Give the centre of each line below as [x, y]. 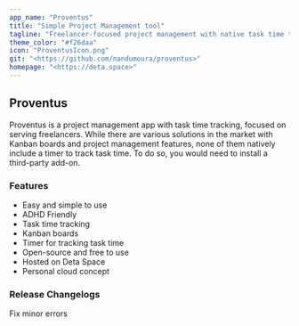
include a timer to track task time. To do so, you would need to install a [139, 153]
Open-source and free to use [75, 252]
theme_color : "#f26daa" [53, 42]
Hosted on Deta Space [64, 261]
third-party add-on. [45, 162]
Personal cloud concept [65, 271]
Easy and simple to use [65, 205]
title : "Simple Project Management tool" [87, 26]
